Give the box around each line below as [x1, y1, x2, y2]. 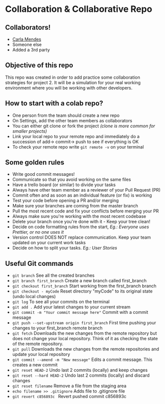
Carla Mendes [12, 36, 41, 42]
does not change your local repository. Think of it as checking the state [12, 336, 158, 342]
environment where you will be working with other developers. [5, 85, 133, 91]
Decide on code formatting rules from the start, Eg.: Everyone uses [12, 224, 150, 230]
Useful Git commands [5, 259, 73, 268]
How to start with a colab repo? [5, 99, 104, 107]
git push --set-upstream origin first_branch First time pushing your [12, 320, 156, 326]
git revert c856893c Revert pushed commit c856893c [12, 394, 127, 400]
